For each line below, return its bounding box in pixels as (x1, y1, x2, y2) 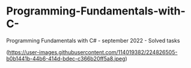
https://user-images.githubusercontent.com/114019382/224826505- (8, 48, 178, 55)
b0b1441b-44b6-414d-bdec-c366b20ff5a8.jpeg (6, 55, 126, 62)
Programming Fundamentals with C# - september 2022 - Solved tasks (6, 37, 180, 44)
